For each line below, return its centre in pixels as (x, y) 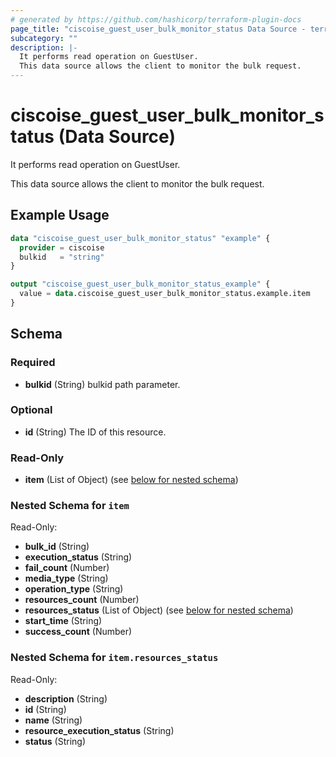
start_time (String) (63, 621)
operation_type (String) (74, 589)
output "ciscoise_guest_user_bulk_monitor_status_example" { (140, 284)
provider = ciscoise (62, 247)
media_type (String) (66, 578)
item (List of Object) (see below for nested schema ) (131, 480)
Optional (31, 410)
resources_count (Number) (82, 600)
